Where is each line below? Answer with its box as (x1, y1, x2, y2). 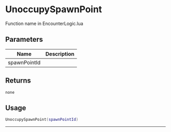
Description (45, 50, 75, 57)
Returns (5, 76, 32, 85)
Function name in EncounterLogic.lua (5, 20, 83, 27)
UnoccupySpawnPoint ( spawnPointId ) (5, 117, 79, 122)
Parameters (5, 35, 43, 44)
